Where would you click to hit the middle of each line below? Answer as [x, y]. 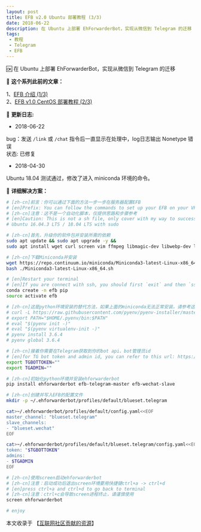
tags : [13, 34]
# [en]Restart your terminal [42, 279]
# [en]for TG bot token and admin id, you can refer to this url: [91, 357]
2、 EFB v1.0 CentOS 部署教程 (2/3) [49, 101]
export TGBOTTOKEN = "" [33, 362]
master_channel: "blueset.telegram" [52, 417]
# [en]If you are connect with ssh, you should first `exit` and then [96, 285]
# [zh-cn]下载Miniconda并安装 [42, 257]
